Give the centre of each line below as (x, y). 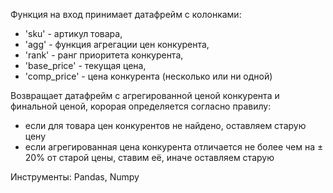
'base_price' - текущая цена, (85, 65)
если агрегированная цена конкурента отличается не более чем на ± (174, 147)
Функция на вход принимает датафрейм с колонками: (126, 14)
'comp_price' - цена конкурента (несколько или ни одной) (148, 76)
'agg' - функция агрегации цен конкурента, (117, 44)
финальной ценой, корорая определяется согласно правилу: (141, 106)
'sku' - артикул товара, (73, 33)
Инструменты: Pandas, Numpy (75, 177)
